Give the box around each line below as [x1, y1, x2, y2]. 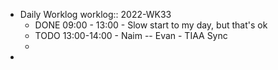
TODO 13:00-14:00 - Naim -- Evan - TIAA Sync [34, 30, 228, 41]
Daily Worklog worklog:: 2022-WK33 [19, 9, 172, 20]
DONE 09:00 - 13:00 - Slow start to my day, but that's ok [34, 19, 268, 31]
